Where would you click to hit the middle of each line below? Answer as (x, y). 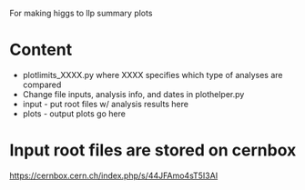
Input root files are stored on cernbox (153, 150)
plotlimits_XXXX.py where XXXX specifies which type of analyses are (152, 75)
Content (41, 50)
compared (42, 85)
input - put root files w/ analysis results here (106, 104)
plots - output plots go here (74, 114)
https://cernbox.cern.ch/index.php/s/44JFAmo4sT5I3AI (114, 175)
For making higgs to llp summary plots (81, 13)
